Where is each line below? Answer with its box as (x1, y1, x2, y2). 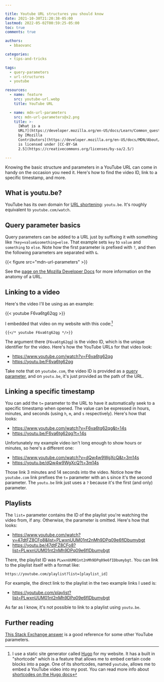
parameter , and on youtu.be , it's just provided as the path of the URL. (5, 373, 144, 379)
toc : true (5, 25, 25, 30)
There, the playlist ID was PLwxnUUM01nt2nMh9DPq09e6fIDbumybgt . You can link (5, 557, 159, 563)
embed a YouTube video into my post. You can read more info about (12, 666, 149, 672)
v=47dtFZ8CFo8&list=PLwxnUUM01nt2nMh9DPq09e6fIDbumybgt (12, 537, 145, 543)
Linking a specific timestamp (5, 387, 95, 396)
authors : (5, 39, 23, 44)
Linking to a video (5, 288, 60, 296)
